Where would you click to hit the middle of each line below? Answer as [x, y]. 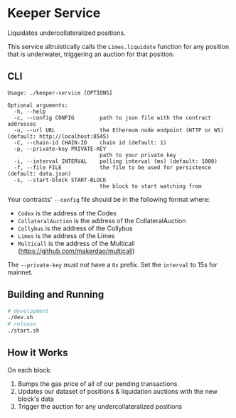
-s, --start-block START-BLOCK [60, 180]
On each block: [29, 370]
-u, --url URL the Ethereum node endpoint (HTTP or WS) [119, 130]
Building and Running [56, 295]
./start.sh [23, 331]
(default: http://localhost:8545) [59, 136]
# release [22, 324]
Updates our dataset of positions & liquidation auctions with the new [118, 391]
